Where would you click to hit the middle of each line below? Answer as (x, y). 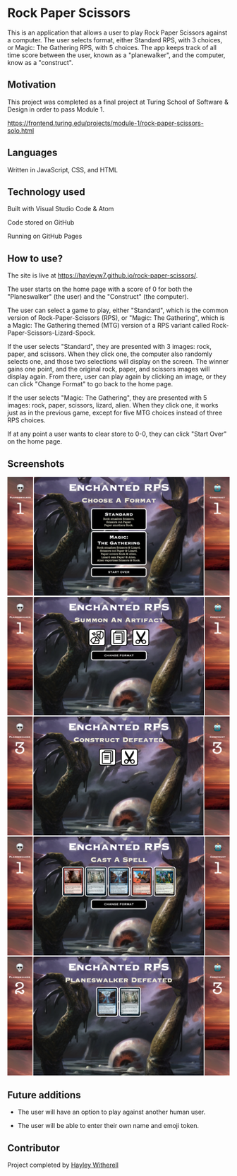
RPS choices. (26, 420)
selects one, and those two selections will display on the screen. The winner (118, 362)
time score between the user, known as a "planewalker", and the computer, (116, 55)
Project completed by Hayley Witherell (63, 1165)
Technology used (47, 192)
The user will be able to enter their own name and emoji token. (108, 1126)
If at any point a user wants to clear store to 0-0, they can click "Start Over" (117, 434)
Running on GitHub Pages (45, 236)
